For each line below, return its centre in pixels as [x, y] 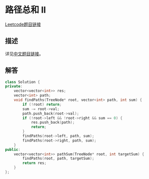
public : [13, 149]
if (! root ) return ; [42, 104]
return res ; [35, 163]
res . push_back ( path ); [53, 122]
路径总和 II [25, 10]
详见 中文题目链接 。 [24, 53]
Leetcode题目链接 [23, 24]
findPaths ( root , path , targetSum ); [58, 159]
